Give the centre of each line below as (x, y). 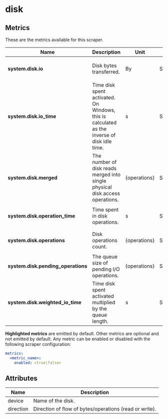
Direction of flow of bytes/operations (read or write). (95, 409)
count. (100, 247)
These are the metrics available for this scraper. (54, 40)
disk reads (104, 168)
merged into (106, 175)
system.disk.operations (36, 240)
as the (99, 129)
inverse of (104, 135)
